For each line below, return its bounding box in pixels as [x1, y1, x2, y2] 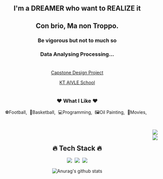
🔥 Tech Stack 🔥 [52, 144, 102, 152]
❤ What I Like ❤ [56, 97, 98, 104]
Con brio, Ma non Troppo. [35, 21, 119, 30]
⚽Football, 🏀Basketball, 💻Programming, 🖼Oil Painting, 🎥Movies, [5, 109, 147, 116]
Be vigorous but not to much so [37, 37, 117, 44]
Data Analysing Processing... [40, 51, 114, 58]
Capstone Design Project [51, 69, 104, 76]
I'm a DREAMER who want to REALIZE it [13, 4, 141, 13]
